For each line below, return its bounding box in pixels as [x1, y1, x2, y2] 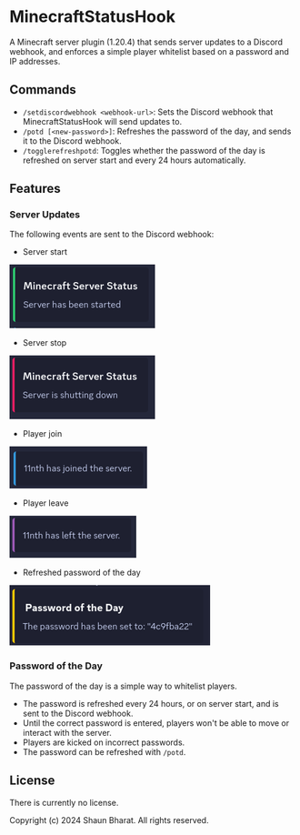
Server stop [22, 337, 67, 348]
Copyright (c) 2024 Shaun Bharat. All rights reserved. [9, 814, 209, 825]
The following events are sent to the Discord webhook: [9, 229, 215, 240]
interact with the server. [22, 727, 112, 738]
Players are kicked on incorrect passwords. [22, 737, 185, 748]
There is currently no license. [9, 797, 119, 808]
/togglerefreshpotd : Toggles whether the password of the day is [22, 145, 265, 156]
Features [9, 181, 61, 196]
